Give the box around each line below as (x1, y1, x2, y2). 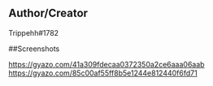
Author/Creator (8, 6, 88, 20)
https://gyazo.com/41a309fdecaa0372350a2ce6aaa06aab (8, 59, 205, 69)
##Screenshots (8, 44, 60, 54)
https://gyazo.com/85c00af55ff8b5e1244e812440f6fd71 (8, 68, 198, 78)
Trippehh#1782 (8, 28, 59, 37)
